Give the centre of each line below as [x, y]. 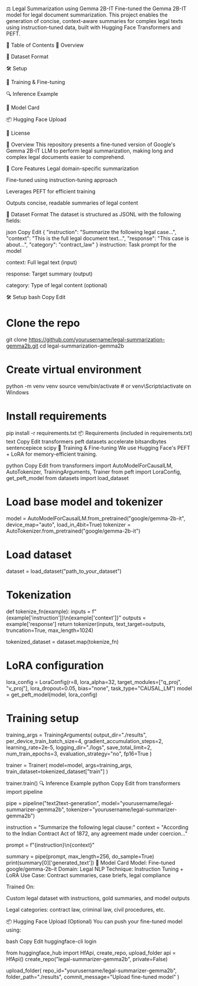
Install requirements [57, 416]
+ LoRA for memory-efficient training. [52, 454]
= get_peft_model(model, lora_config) [52, 695]
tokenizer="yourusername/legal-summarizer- [122, 809]
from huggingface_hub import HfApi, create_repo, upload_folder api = [91, 953]
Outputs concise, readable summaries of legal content [72, 203]
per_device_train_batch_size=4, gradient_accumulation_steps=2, [85, 741]
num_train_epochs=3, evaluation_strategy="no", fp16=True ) [79, 754]
